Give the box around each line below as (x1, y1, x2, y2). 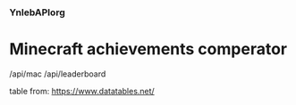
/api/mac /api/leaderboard (9, 69, 106, 79)
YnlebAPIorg (9, 6, 65, 19)
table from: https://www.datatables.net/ (9, 85, 155, 96)
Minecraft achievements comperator (9, 39, 288, 60)
